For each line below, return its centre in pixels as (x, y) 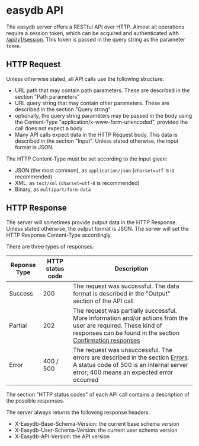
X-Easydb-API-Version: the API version (62, 436)
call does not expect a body (49, 128)
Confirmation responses (107, 340)
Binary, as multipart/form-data (53, 189)
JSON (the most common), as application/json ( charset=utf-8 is (94, 170)
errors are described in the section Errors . (131, 357)
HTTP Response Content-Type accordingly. (59, 235)
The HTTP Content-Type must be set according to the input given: (87, 159)
